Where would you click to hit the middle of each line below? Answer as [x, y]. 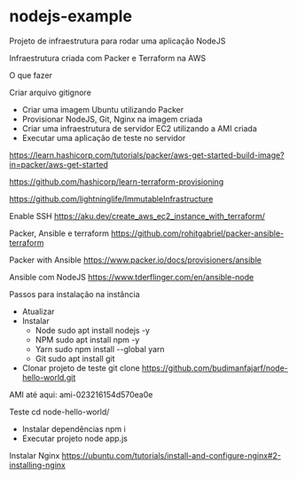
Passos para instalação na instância [74, 294]
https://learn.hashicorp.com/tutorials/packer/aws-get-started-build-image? [147, 155]
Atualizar [38, 311]
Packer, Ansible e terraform [59, 233]
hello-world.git [49, 377]
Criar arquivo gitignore [50, 92]
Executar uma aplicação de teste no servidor [104, 137]
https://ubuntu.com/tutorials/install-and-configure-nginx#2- [172, 455]
